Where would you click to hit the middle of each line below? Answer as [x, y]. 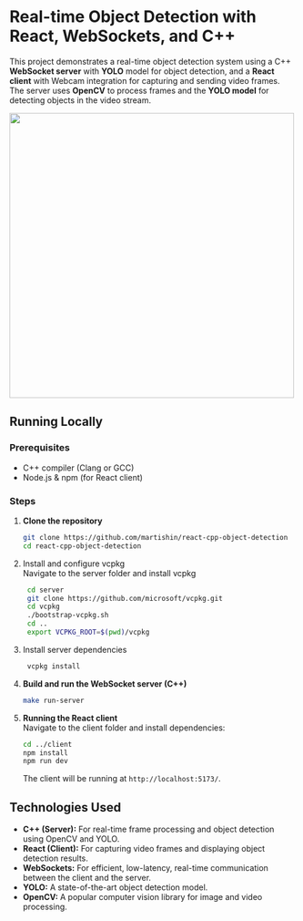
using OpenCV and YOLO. [71, 839]
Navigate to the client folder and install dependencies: [124, 728]
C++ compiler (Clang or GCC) [78, 468]
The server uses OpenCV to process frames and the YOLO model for [140, 90]
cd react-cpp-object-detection [82, 546]
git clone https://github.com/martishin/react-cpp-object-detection [155, 537]
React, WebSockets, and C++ [122, 36]
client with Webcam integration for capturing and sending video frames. [145, 80]
